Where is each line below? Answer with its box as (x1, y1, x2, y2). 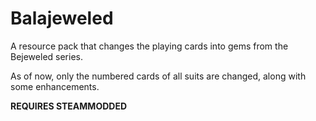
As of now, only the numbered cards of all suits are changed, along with (10, 70, 307, 82)
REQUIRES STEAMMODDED (10, 100, 128, 112)
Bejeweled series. (10, 50, 83, 62)
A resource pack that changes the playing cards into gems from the (10, 40, 289, 52)
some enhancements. (10, 80, 100, 92)
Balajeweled (10, 7, 114, 30)
